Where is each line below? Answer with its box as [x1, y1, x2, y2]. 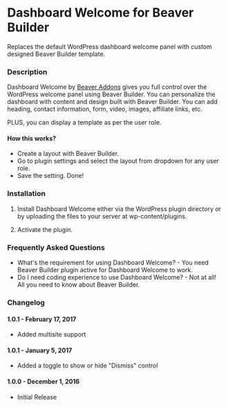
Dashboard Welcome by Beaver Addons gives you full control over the [7, 83, 207, 91]
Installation [7, 189, 46, 199]
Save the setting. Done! [17, 172, 84, 180]
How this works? [7, 134, 57, 143]
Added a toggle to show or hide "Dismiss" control [17, 361, 158, 370]
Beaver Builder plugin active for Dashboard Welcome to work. [17, 266, 193, 274]
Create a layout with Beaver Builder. [17, 150, 120, 158]
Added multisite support [17, 330, 86, 338]
